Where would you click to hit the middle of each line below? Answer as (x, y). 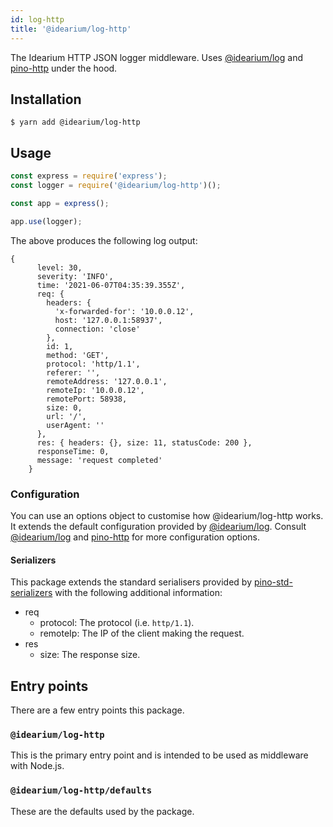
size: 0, (64, 407)
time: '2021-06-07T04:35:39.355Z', (111, 285)
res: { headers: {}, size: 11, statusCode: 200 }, (144, 442)
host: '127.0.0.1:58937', (108, 320)
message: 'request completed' (99, 460)
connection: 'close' (97, 329)
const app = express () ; (60, 203)
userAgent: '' (75, 425)
